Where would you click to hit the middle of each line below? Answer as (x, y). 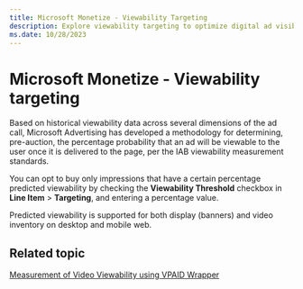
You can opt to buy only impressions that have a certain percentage (135, 179)
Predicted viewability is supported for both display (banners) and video (141, 215)
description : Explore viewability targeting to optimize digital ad (141, 26)
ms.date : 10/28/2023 (48, 34)
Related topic (47, 253)
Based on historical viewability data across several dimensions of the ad (143, 123)
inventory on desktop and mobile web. (81, 225)
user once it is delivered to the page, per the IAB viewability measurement (147, 152)
